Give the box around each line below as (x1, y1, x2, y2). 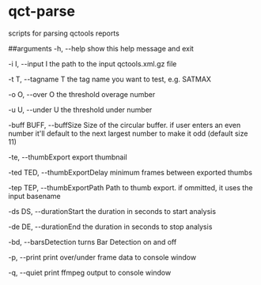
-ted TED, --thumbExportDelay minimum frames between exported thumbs (8, 167, 253, 177)
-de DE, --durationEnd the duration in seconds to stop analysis (8, 222, 213, 231)
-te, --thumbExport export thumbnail (8, 152, 128, 162)
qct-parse (8, 2, 75, 21)
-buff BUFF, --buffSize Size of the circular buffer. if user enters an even (8, 120, 241, 129)
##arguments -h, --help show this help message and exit (8, 43, 194, 53)
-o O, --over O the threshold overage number (8, 89, 156, 99)
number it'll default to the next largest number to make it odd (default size (8, 129, 248, 138)
